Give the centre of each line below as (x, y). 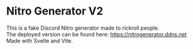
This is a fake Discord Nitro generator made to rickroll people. (83, 28)
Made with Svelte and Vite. (40, 41)
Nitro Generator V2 (55, 11)
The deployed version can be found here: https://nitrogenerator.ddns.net (96, 34)
